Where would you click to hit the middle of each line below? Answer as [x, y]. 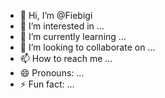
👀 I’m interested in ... [62, 26]
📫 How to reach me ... [66, 58]
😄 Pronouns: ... [52, 73]
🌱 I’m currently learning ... [73, 36]
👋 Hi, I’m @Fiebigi [56, 15]
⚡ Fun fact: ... [47, 84]
